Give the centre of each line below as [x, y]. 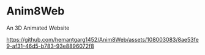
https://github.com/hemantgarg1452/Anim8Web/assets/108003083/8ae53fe [102, 39]
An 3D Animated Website [38, 28]
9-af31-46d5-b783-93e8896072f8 [50, 46]
